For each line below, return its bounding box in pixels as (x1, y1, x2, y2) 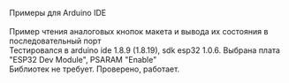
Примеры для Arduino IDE (9, 8, 107, 18)
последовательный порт (9, 35, 102, 46)
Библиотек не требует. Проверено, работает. (9, 64, 180, 74)
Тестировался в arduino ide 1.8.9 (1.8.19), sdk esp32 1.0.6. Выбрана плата (9, 45, 281, 56)
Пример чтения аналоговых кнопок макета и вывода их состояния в (9, 26, 269, 36)
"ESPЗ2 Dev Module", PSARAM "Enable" (9, 55, 157, 64)
